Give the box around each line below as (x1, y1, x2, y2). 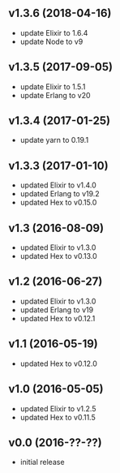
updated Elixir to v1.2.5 (19, 403, 96, 413)
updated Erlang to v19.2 (19, 189, 100, 199)
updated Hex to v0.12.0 (19, 359, 97, 368)
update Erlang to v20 (19, 90, 91, 100)
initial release (19, 458, 65, 467)
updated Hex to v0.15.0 (19, 198, 97, 208)
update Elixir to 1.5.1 (19, 81, 86, 92)
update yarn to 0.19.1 (19, 135, 89, 145)
